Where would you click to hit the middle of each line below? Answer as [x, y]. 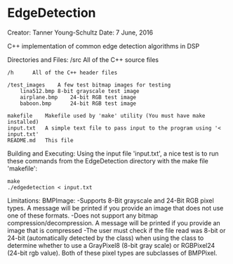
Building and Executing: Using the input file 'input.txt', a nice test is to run [113, 153]
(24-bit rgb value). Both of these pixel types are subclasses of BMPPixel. [112, 253]
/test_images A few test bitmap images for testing [89, 85]
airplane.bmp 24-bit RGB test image [78, 97]
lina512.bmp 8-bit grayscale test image [80, 91]
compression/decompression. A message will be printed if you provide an [114, 222]
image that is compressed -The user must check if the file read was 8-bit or [116, 230]
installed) [23, 122]
